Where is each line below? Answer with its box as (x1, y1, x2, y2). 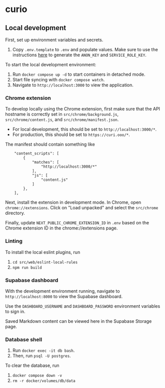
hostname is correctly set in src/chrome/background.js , (5, 111, 119, 117)
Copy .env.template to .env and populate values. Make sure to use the (12, 47, 158, 52)
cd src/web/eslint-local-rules (12, 260, 78, 265)
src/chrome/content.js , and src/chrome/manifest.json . (5, 116, 119, 122)
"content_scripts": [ (14, 151, 59, 156)
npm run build (12, 265, 42, 270)
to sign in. (5, 308, 26, 314)
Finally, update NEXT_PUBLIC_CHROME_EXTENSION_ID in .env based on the (5, 220, 149, 226)
